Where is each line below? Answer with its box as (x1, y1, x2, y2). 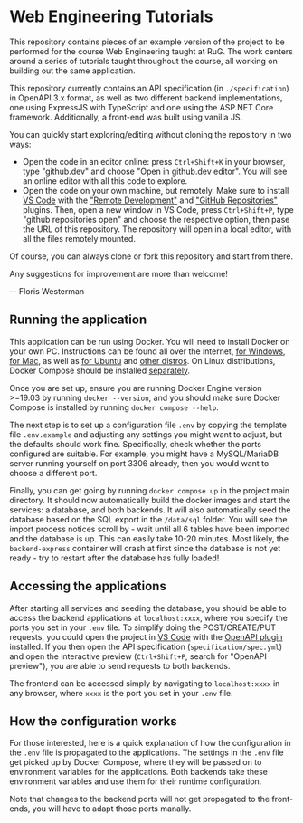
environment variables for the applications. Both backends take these (9, 767, 269, 778)
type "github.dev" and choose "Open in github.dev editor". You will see (22, 166, 288, 177)
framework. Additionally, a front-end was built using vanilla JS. (9, 111, 243, 122)
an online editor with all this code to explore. (22, 175, 188, 187)
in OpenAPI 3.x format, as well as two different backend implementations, (9, 92, 283, 103)
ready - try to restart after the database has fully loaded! (9, 552, 220, 563)
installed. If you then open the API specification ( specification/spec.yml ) (9, 641, 283, 652)
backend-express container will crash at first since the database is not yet (9, 542, 281, 553)
